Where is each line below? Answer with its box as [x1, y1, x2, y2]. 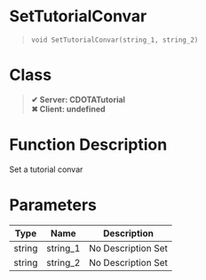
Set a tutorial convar [9, 164, 83, 175]
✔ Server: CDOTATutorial [30, 94, 126, 105]
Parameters [9, 195, 98, 214]
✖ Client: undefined [30, 104, 106, 114]
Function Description [9, 135, 168, 155]
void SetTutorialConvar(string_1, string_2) [30, 35, 199, 44]
